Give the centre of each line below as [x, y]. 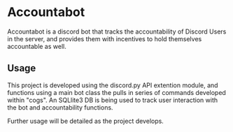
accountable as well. [37, 46]
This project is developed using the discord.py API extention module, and [113, 85]
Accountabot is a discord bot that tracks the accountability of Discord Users [117, 31]
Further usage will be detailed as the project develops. [86, 121]
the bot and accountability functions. [60, 107]
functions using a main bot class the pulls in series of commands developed [116, 92]
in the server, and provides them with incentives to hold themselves [105, 38]
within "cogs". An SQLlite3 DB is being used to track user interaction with [113, 100]
